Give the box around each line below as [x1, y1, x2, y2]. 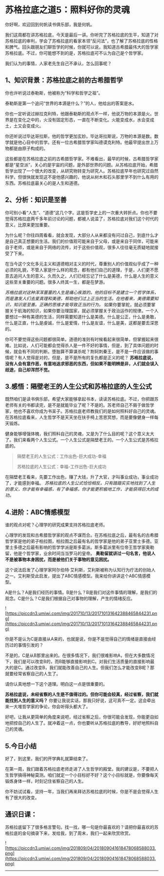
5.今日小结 [5, 742, 37, 750]
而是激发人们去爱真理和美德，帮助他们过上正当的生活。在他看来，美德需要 [5, 295, 154, 301]
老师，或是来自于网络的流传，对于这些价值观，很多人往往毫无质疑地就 [13, 244, 154, 250]
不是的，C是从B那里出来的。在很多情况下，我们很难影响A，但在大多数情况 [5, 652, 155, 658]
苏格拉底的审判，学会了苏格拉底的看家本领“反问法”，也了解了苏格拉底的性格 [5, 38, 158, 44]
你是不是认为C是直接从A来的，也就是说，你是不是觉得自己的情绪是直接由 [5, 636, 152, 642]
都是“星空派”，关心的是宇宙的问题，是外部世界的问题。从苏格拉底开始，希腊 [5, 162, 158, 168]
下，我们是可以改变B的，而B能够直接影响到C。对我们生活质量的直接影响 [5, 659, 150, 665]
